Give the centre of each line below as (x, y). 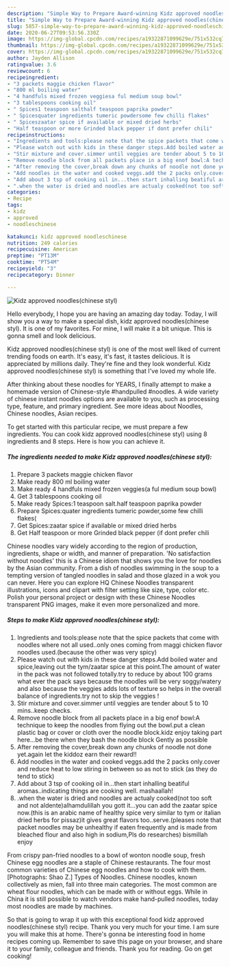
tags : (15, 205)
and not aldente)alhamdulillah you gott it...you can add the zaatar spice (117, 805)
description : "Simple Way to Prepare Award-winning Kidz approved (104, 13)
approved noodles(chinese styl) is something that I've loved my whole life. (112, 371)
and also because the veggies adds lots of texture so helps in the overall (119, 688)
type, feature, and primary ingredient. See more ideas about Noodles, (105, 406)
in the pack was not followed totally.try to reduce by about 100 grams (115, 674)
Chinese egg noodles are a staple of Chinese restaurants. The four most (109, 862)
